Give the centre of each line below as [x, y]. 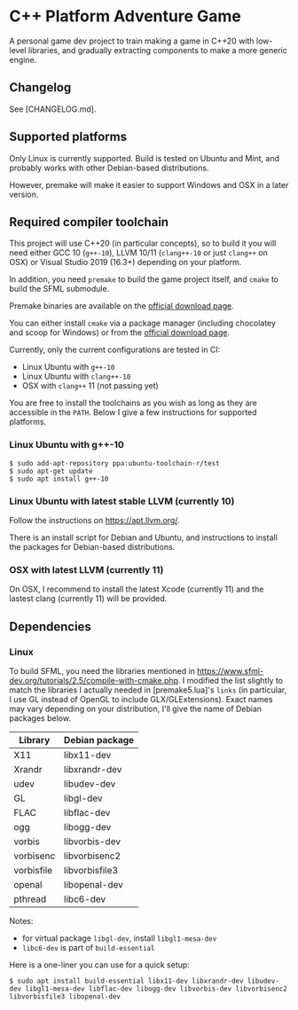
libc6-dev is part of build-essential [88, 947]
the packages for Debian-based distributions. [92, 546]
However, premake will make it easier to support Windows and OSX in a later [149, 184]
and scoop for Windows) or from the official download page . [120, 333]
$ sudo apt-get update [51, 471]
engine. [23, 59]
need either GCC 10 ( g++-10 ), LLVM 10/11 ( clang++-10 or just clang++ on [138, 253]
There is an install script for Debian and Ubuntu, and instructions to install [143, 537]
